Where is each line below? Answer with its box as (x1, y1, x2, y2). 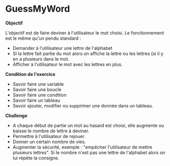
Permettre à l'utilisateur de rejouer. (12, 133, 86, 139)
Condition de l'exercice (5, 71, 55, 77)
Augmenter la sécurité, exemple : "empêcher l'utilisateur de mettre (12, 144, 153, 150)
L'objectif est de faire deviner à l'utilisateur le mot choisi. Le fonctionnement (5, 30, 164, 36)
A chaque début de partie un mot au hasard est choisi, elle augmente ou (12, 122, 164, 128)
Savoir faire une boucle (12, 86, 62, 92)
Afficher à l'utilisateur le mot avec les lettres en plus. (12, 61, 123, 67)
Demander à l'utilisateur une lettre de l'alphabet (12, 45, 113, 51)
